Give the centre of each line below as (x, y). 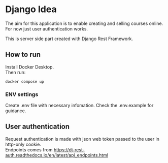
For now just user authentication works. (46, 28)
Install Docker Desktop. (30, 67)
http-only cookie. (23, 144)
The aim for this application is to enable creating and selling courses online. (84, 23)
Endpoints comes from (29, 150)
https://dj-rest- (69, 150)
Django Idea (31, 9)
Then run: (15, 72)
